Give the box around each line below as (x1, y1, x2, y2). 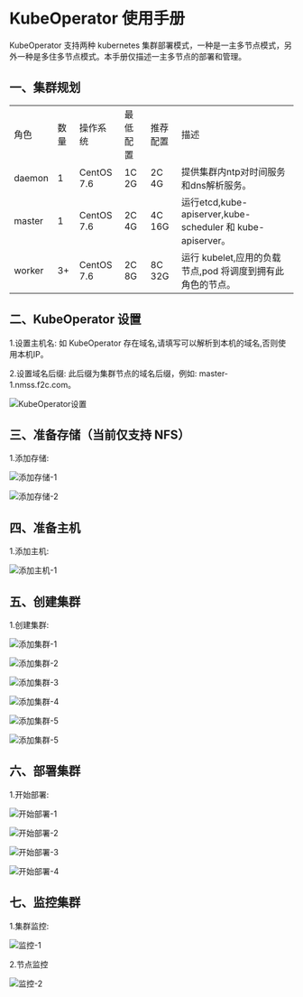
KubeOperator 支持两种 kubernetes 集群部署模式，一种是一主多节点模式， (9, 40, 285, 51)
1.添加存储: (9, 453, 50, 464)
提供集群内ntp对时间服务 (181, 165, 286, 178)
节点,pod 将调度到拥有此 (181, 264, 284, 277)
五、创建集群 (9, 594, 81, 609)
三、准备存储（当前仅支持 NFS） (9, 427, 191, 442)
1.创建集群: (9, 620, 50, 630)
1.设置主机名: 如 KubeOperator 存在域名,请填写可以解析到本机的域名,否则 (9, 337, 279, 348)
